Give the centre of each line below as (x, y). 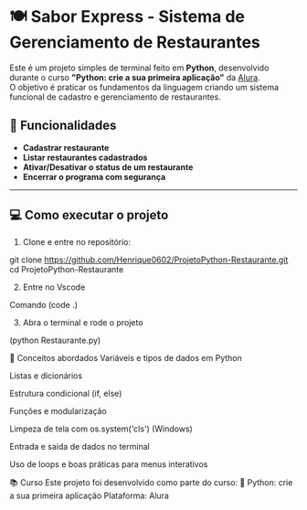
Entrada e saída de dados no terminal (80, 446)
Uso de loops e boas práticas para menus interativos (109, 464)
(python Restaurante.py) (55, 340)
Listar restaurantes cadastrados (85, 157)
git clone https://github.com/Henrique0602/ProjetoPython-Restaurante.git (149, 260)
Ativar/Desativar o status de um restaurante (108, 167)
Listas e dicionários (46, 376)
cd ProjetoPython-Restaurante (67, 269)
